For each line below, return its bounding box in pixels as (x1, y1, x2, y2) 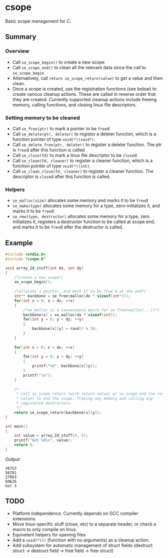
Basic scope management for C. (5, 18, 71, 24)
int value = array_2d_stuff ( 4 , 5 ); (14, 433, 88, 438)
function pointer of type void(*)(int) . (12, 162, 91, 169)
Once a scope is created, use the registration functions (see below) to (12, 86, 156, 92)
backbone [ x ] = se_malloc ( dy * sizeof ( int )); (23, 312, 117, 317)
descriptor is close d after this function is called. (12, 173, 111, 179)
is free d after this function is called (12, 147, 85, 153)
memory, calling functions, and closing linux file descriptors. (12, 102, 137, 108)
